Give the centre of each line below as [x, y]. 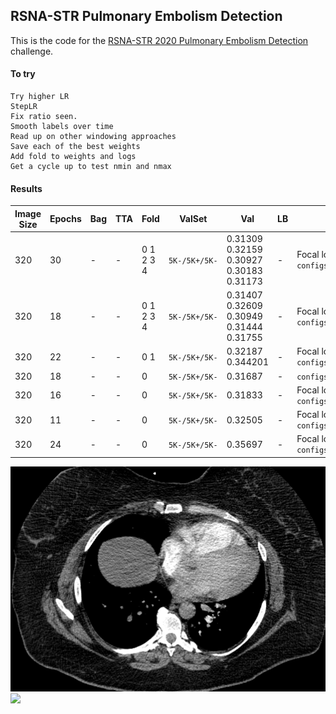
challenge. [32, 51]
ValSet [193, 219]
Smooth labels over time [62, 127]
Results [26, 188]
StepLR [24, 107]
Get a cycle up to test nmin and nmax [91, 167]
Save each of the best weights [75, 147]
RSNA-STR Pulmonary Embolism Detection [146, 16]
